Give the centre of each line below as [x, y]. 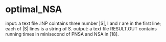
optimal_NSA [34, 9]
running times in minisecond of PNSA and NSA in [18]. [62, 34]
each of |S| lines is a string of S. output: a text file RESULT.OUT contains [81, 28]
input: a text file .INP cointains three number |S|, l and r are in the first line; [83, 23]
